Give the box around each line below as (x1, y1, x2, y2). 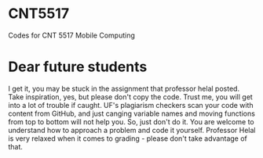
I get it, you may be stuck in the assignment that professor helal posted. (8, 84, 240, 93)
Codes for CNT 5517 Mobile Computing (8, 31, 136, 40)
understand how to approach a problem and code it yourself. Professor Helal (8, 125, 256, 135)
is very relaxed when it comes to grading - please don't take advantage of (8, 134, 247, 143)
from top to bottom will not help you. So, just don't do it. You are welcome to (8, 117, 254, 126)
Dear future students (8, 58, 148, 76)
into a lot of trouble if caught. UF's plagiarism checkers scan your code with (8, 100, 254, 110)
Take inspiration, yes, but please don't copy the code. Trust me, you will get (8, 92, 253, 102)
